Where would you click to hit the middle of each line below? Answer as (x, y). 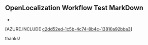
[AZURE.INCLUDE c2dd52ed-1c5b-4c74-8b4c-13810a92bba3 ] (69, 29)
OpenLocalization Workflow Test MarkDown (74, 8)
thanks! (13, 38)
